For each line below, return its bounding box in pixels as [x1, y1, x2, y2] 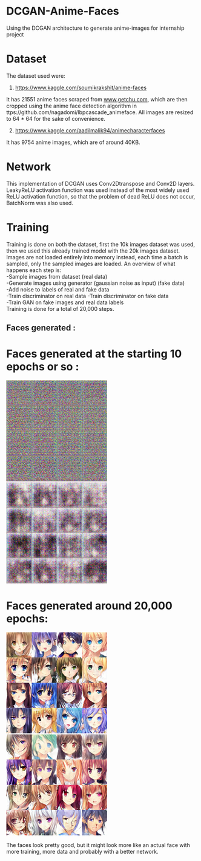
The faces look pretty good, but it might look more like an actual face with [6, 842, 191, 849]
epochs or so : [6, 360, 79, 374]
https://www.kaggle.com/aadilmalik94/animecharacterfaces [15, 126, 165, 134]
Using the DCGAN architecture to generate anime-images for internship [6, 24, 185, 32]
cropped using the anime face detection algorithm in [6, 102, 137, 109]
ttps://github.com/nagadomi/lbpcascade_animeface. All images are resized [6, 108, 194, 116]
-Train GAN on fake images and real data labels [6, 299, 124, 306]
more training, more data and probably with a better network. [6, 848, 159, 856]
